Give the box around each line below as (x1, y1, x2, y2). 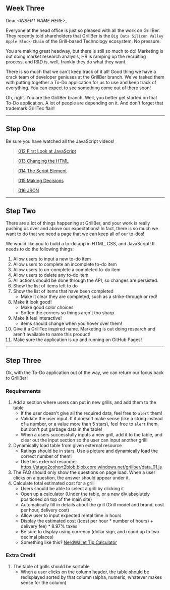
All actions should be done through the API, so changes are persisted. (13, 277, 158, 283)
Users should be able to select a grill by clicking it (20, 485, 124, 491)
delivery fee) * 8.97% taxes (20, 523, 78, 529)
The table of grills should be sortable (13, 563, 90, 569)
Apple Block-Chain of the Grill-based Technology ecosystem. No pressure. (6, 38, 161, 44)
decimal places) (20, 534, 54, 540)
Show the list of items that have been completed (13, 288, 114, 294)
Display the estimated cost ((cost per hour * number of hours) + (20, 518, 153, 524)
